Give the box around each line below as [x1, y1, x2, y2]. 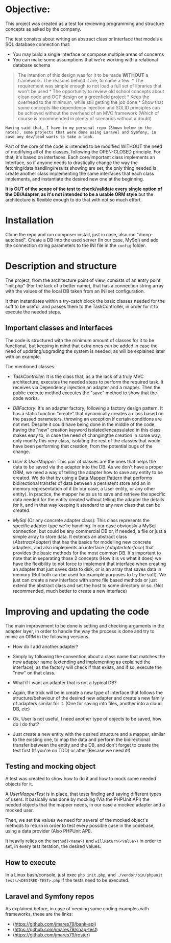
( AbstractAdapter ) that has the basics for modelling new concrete [12, 538, 152, 545]
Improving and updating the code [5, 605, 150, 617]
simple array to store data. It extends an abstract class [12, 533, 128, 540]
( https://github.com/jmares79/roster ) [12, 932, 90, 938]
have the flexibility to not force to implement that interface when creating [12, 560, 166, 567]
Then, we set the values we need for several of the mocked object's [5, 817, 149, 823]
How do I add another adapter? [12, 643, 78, 649]
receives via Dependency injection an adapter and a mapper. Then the [12, 384, 161, 390]
